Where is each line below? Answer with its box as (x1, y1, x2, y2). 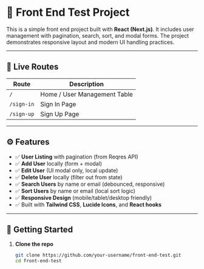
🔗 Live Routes (6, 62, 59, 72)
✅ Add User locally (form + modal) (15, 160, 102, 167)
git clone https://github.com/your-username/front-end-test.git (15, 252, 182, 259)
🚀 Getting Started (6, 224, 73, 234)
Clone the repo (15, 240, 53, 248)
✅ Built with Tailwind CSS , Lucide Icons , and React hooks (15, 200, 162, 208)
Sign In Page (40, 100, 76, 108)
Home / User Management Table (40, 90, 134, 98)
